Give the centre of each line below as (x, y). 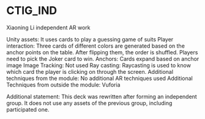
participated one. (28, 109)
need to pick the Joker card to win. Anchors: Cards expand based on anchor (103, 59)
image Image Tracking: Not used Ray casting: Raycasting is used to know (99, 65)
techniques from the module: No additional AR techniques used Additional (99, 78)
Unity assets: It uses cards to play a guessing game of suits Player (90, 39)
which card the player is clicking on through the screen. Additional (90, 71)
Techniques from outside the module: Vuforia (63, 85)
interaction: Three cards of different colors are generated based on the (96, 46)
